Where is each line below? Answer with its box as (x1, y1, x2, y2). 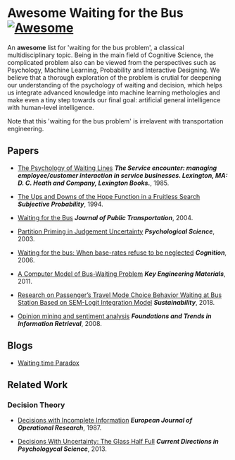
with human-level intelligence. (7, 103, 95, 111)
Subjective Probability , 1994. (17, 200, 103, 208)
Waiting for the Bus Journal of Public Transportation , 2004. (17, 213, 193, 222)
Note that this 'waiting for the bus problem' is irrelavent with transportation (7, 116, 224, 125)
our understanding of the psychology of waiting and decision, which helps (7, 80, 223, 89)
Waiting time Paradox (17, 358, 80, 367)
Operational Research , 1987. (17, 423, 102, 432)
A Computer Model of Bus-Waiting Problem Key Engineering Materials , (17, 270, 227, 278)
